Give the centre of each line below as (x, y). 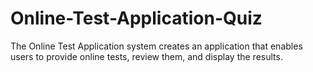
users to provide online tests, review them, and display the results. (146, 56)
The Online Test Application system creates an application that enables (156, 46)
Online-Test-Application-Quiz (136, 18)
